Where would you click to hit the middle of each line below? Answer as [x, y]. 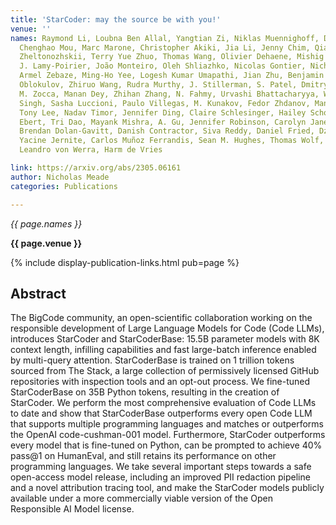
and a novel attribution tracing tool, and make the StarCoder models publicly [167, 488]
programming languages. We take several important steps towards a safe [161, 467]
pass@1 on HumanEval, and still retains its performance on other [143, 456]
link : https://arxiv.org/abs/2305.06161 [96, 168]
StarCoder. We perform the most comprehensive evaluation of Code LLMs [163, 403]
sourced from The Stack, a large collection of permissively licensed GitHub [165, 371]
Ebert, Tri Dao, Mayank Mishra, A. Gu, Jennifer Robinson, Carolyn [163, 122]
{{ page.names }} [46, 223]
